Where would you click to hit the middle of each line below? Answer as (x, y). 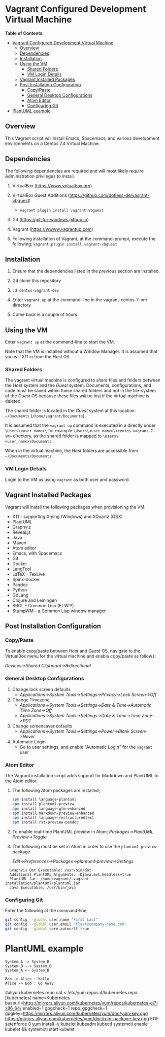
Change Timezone (31, 700)
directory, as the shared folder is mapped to (57, 436)
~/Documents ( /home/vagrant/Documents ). (46, 416)
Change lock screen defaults (41, 689)
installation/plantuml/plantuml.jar (43, 883)
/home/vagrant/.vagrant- (66, 879)
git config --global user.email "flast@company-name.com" (66, 924)
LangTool (21, 569)
